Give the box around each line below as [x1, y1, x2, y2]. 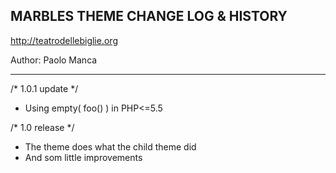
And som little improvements [24, 151, 143, 163]
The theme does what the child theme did [24, 140, 197, 153]
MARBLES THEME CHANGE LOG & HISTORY [10, 8, 288, 25]
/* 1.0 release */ [10, 121, 75, 133]
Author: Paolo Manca [10, 54, 98, 66]
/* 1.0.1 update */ [10, 82, 79, 94]
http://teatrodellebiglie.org [10, 34, 118, 46]
